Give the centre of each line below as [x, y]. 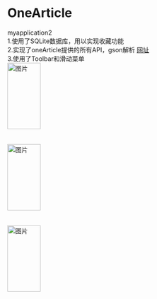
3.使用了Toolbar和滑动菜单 [46, 59]
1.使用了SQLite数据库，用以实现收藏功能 [66, 41]
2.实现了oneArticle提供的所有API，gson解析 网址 [78, 49]
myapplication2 [30, 33]
